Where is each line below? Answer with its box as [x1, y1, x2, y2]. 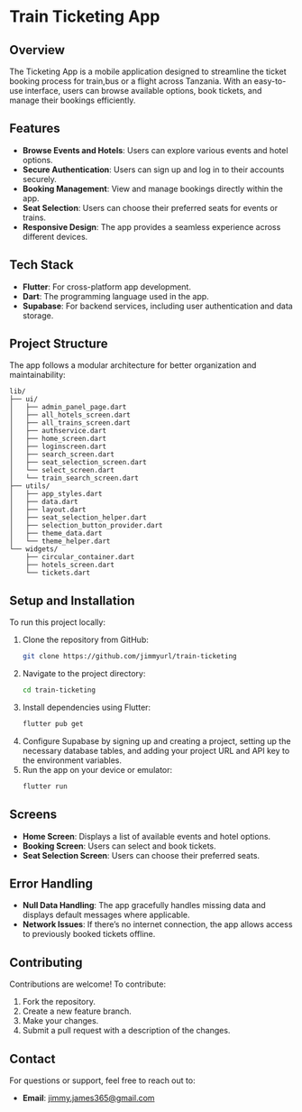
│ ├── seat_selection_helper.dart [9, 513, 147, 522]
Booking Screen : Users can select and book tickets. [22, 841, 216, 851]
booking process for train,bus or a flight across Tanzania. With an [9, 76, 252, 87]
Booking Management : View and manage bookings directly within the [22, 183, 284, 194]
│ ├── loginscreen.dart [9, 442, 106, 452]
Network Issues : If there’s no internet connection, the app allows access [22, 919, 293, 930]
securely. [22, 173, 57, 184]
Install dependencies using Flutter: [22, 702, 151, 712]
